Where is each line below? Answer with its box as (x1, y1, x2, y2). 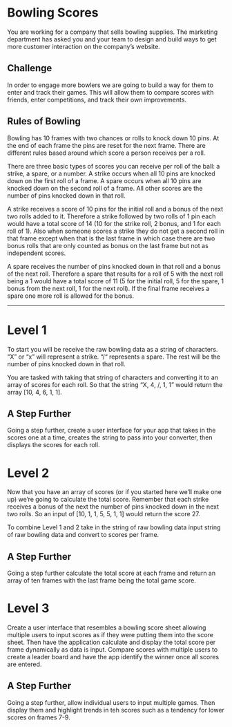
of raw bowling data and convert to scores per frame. (7, 531, 159, 539)
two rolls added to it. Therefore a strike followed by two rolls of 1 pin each (7, 212, 216, 220)
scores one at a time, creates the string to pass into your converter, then (7, 433, 213, 442)
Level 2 (7, 465, 50, 481)
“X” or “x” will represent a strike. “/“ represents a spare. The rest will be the (7, 352, 221, 361)
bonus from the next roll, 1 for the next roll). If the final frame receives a (7, 284, 210, 292)
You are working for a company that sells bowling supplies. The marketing (7, 28, 218, 36)
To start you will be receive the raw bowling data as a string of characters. (7, 345, 218, 353)
